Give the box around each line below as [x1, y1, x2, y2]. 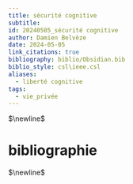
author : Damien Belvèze [8, 33, 87, 42]
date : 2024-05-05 [8, 41, 66, 49]
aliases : [8, 70, 37, 78]
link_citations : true [8, 48, 80, 56]
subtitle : [8, 19, 41, 27]
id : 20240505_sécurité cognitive [8, 26, 119, 34]
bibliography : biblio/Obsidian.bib [8, 56, 126, 64]
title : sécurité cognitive [8, 11, 97, 20]
